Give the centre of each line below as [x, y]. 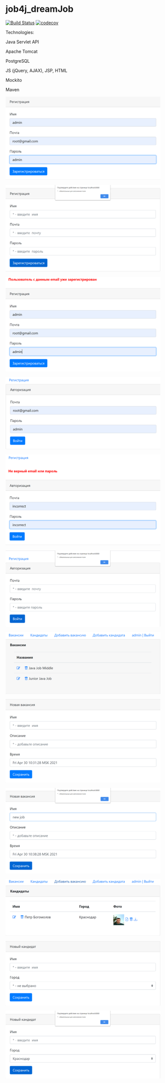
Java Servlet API [22, 42]
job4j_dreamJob [40, 9]
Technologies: [20, 32]
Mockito [14, 80]
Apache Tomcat [22, 51]
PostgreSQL [18, 61]
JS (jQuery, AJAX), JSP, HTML [37, 71]
